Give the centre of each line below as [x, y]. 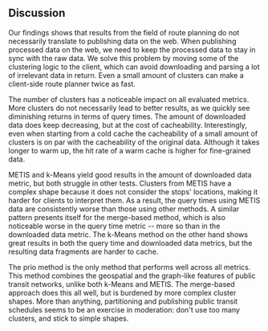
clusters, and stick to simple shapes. [69, 318]
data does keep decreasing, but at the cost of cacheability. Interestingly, [128, 125]
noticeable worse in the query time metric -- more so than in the [114, 226]
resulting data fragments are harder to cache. [83, 251]
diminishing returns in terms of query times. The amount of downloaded [127, 116]
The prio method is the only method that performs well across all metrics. [130, 267]
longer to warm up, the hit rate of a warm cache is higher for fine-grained [130, 150]
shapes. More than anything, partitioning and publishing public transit [123, 301]
